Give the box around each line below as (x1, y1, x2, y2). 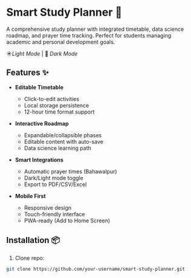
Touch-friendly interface (24, 210, 85, 218)
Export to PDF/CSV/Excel (24, 181, 87, 188)
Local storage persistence (24, 102, 89, 109)
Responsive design (24, 204, 72, 211)
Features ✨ (6, 68, 49, 78)
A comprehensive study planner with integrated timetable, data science (6, 25, 184, 33)
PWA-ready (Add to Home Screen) (24, 217, 111, 224)
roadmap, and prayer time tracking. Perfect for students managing (6, 31, 172, 39)
